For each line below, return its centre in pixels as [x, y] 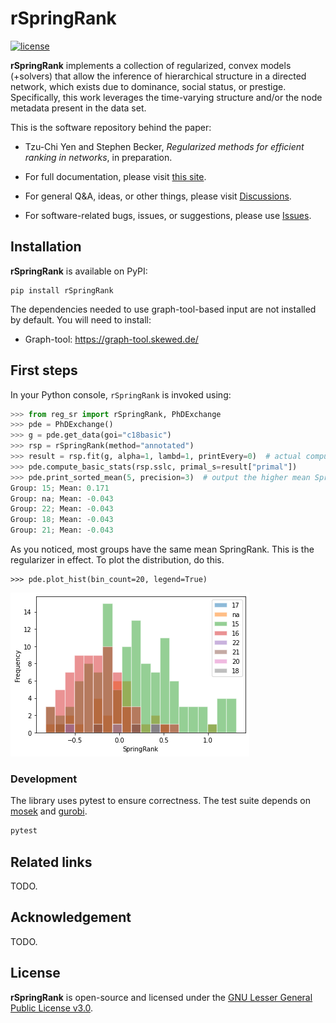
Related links [51, 862]
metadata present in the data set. [78, 108]
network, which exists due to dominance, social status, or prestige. [148, 86]
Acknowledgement [71, 917]
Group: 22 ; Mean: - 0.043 [62, 509]
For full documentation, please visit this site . [115, 176]
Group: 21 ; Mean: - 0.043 [62, 530]
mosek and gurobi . [49, 811]
